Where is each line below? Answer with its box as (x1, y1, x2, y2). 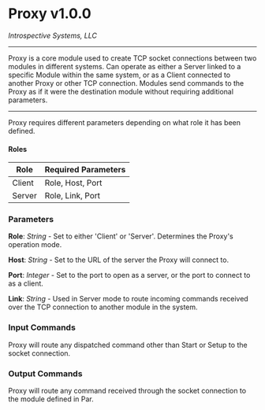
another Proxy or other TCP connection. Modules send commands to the (8, 78, 244, 87)
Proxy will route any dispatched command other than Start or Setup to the (8, 340, 248, 349)
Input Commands (8, 322, 77, 333)
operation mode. (8, 240, 62, 249)
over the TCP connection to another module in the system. (8, 302, 199, 312)
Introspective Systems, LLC (8, 31, 97, 40)
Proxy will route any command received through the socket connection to (8, 386, 247, 396)
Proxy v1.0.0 (8, 5, 92, 23)
